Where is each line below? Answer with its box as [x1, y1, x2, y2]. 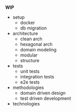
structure [20, 58, 40, 63]
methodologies [12, 85, 44, 91]
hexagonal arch [20, 41, 53, 47]
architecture [12, 31, 39, 36]
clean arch [20, 36, 43, 42]
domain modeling [20, 47, 57, 52]
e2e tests [20, 79, 40, 85]
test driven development [20, 95, 71, 101]
